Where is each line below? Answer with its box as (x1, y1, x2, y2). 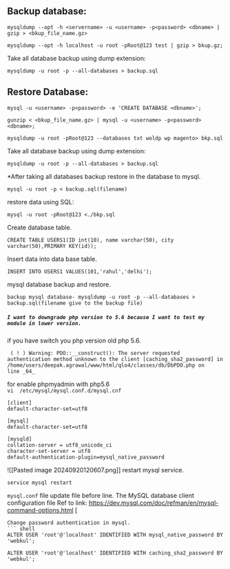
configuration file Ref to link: (7, 499, 87, 507)
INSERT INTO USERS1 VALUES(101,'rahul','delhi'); (7, 268, 153, 275)
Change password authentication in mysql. (7, 519, 131, 526)
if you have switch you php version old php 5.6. (7, 336, 141, 345)
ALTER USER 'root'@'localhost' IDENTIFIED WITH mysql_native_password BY (7, 531, 224, 538)
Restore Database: (7, 86, 88, 98)
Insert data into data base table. (7, 255, 98, 263)
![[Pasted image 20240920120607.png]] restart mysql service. (7, 465, 185, 474)
